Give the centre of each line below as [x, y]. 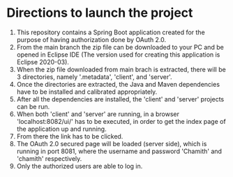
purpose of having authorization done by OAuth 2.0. [91, 39]
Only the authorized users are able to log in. [80, 166]
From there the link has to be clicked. [70, 136]
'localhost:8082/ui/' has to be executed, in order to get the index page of [121, 121]
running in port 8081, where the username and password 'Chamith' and [119, 151]
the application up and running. [61, 129]
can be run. [33, 106]
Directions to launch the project [100, 13]
